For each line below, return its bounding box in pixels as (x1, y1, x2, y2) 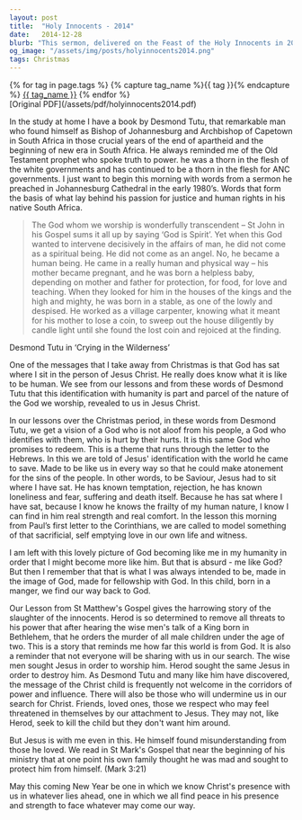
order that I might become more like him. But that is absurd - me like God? (9, 557, 283, 567)
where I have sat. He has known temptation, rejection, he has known (9, 482, 262, 493)
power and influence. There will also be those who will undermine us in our (9, 689, 288, 700)
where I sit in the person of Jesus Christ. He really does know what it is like (9, 370, 288, 379)
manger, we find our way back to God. (9, 585, 151, 596)
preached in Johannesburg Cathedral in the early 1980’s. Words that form (9, 183, 281, 193)
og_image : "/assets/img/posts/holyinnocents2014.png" (9, 47, 216, 56)
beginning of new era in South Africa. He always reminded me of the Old (9, 145, 279, 156)
